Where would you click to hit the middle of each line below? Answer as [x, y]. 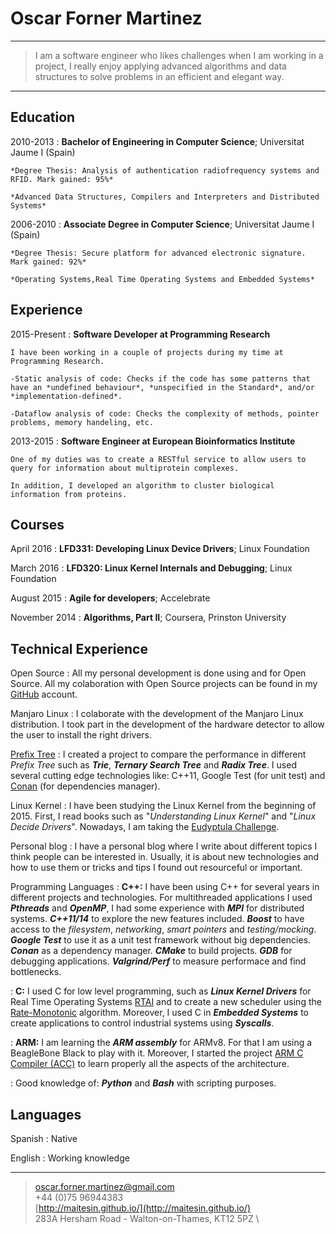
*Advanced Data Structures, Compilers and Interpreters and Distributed [165, 197]
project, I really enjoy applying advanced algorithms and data [160, 66]
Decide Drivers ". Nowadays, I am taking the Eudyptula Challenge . [145, 827]
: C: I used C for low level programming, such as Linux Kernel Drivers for [161, 991]
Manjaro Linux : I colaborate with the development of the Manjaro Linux [157, 714]
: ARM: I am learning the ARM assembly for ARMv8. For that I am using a [161, 1043]
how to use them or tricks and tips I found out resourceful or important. [156, 868]
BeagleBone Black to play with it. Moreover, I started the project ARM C [157, 1053]
